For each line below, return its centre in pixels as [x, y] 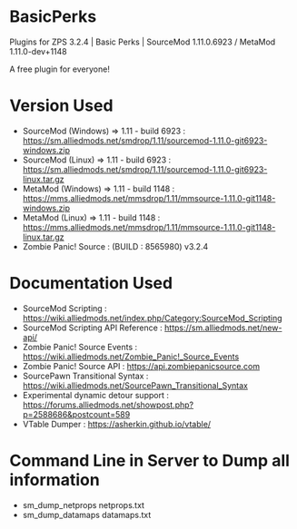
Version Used [61, 106]
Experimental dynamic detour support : [96, 395]
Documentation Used [91, 284]
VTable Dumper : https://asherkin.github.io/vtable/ [117, 424]
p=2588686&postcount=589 [76, 414]
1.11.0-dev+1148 [38, 51]
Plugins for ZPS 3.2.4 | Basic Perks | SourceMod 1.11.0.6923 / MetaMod [143, 42]
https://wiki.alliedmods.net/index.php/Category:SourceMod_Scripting [153, 318]
